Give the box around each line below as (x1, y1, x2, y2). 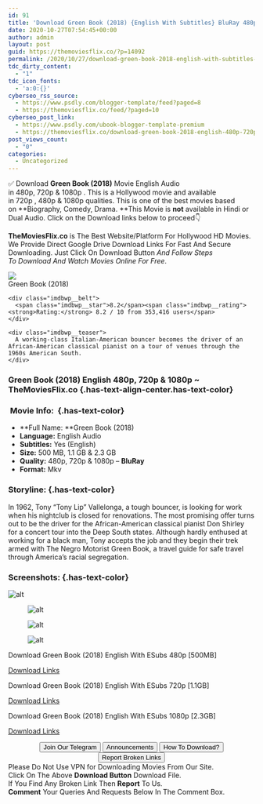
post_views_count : (8, 135, 68, 144)
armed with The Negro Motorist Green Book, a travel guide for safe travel (8, 544, 244, 553)
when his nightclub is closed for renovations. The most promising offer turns (8, 511, 254, 520)
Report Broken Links (101, 753, 162, 762)
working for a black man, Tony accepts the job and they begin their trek (8, 535, 239, 545)
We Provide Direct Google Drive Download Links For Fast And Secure (8, 240, 232, 249)
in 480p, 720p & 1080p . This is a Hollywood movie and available (8, 187, 217, 197)
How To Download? (163, 743, 220, 751)
